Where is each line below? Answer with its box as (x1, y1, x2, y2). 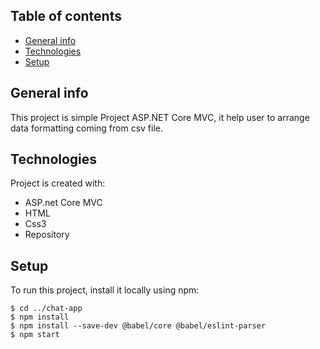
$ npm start (10, 330, 60, 340)
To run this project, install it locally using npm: (10, 284, 200, 296)
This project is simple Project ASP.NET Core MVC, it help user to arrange (10, 111, 310, 123)
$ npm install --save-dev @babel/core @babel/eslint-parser (10, 321, 267, 331)
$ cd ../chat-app (10, 304, 83, 314)
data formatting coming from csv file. (10, 122, 164, 134)
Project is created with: (10, 177, 106, 189)
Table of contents (10, 8, 122, 25)
